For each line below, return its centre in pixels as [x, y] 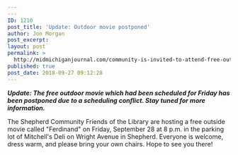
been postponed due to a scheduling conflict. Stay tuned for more [106, 100]
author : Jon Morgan [36, 33]
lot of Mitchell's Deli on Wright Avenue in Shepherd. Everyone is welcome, [115, 136]
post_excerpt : [28, 40]
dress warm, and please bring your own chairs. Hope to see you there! [110, 144]
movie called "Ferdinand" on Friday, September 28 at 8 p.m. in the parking [116, 129]
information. [26, 108]
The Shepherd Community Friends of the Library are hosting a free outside [116, 121]
